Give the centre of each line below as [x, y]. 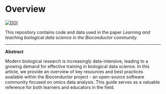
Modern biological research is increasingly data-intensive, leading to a [77, 61]
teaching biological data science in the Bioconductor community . [72, 37]
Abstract [14, 51]
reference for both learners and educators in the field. [60, 87]
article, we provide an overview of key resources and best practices [74, 71]
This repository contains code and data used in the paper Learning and [78, 32]
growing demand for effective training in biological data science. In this [77, 66]
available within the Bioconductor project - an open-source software [75, 77]
